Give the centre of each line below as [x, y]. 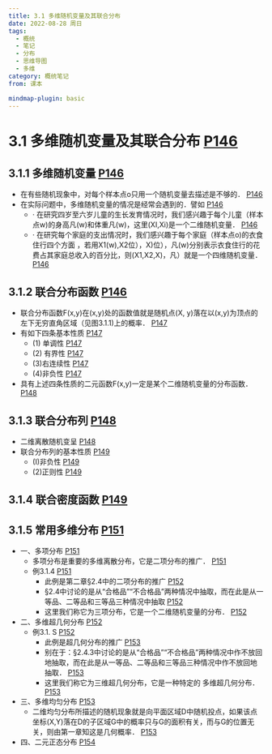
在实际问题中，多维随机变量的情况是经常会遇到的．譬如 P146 [122, 204]
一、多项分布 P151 [50, 551]
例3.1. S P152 [53, 632]
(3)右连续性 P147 [60, 364]
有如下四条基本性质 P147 [61, 333]
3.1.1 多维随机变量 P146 [66, 173]
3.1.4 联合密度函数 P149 [68, 500]
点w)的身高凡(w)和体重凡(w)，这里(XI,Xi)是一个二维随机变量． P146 [145, 225]
